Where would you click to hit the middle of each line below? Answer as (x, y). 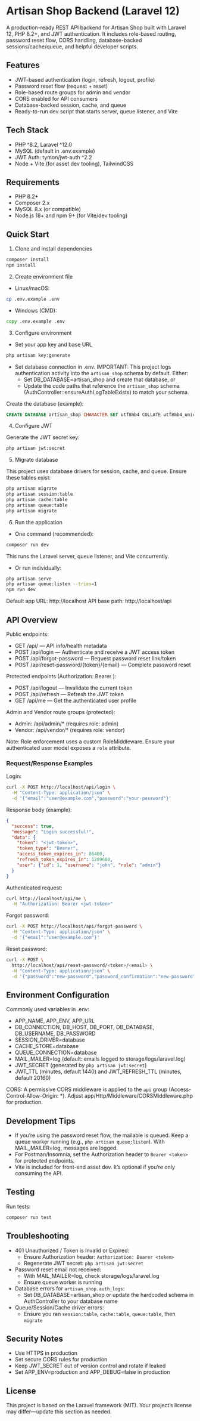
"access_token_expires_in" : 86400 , (61, 854)
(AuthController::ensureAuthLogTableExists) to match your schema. (106, 392)
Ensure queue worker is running (63, 1282)
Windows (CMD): (36, 310)
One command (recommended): (54, 534)
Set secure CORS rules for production (61, 1360)
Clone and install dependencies (53, 249)
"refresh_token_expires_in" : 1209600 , (65, 860)
